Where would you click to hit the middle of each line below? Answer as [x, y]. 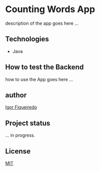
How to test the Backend [45, 67]
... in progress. [20, 135]
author [16, 95]
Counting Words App [50, 9]
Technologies [27, 39]
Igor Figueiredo [21, 107]
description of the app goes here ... [42, 23]
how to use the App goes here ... [39, 79]
